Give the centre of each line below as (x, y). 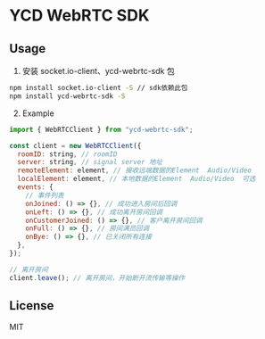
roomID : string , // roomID (67, 154)
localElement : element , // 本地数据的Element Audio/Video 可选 (137, 179)
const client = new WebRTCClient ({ (75, 145)
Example (38, 113)
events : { (35, 187)
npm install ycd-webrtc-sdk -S (67, 96)
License (32, 306)
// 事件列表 (45, 195)
